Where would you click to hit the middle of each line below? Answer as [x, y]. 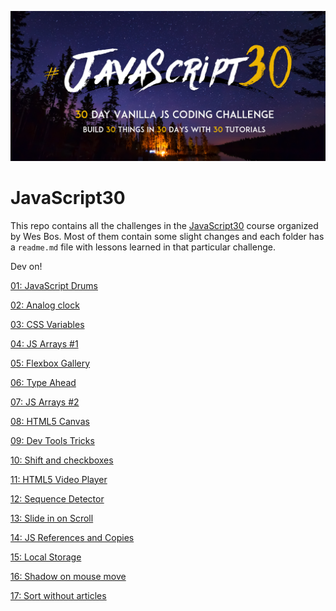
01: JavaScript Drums [54, 285]
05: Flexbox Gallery [50, 363]
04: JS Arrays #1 [44, 343]
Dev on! [26, 266]
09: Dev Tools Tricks [52, 440]
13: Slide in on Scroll [52, 518]
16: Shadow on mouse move [68, 576]
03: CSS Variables [47, 324]
